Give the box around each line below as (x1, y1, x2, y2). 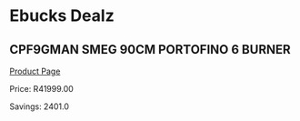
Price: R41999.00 (9, 84, 75, 94)
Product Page (9, 66, 61, 76)
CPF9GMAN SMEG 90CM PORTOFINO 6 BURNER (9, 42, 291, 57)
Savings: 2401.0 (9, 101, 70, 112)
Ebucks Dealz (9, 5, 115, 26)
